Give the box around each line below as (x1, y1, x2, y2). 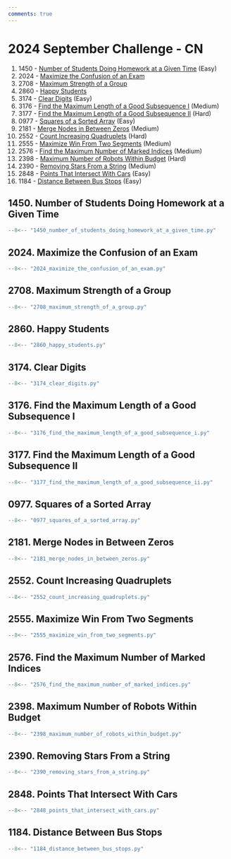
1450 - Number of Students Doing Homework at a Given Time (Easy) (18, 64, 218, 73)
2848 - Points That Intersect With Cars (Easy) (18, 169, 151, 177)
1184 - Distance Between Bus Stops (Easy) (18, 177, 142, 185)
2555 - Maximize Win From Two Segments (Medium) (18, 139, 172, 148)
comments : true (8, 10, 53, 18)
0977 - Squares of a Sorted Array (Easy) (18, 117, 136, 125)
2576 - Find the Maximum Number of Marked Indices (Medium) (18, 146, 203, 155)
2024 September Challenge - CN (8, 40, 204, 57)
